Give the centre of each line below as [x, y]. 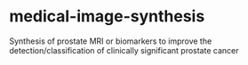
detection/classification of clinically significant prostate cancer [124, 50]
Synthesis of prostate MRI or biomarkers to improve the [111, 41]
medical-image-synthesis [107, 16]
